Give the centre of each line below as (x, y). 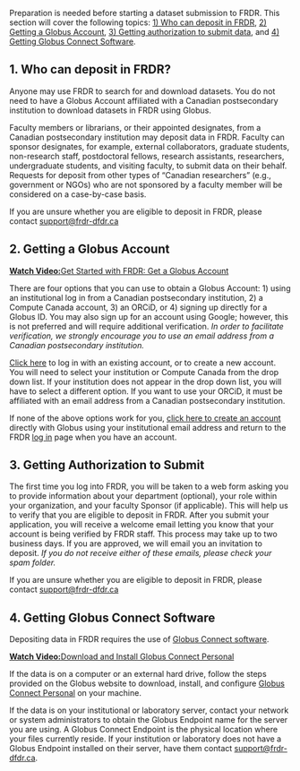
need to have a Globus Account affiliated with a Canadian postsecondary (144, 100)
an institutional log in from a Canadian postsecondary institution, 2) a (137, 297)
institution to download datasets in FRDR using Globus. (111, 110)
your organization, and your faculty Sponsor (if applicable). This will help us (149, 506)
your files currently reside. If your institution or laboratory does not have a (146, 739)
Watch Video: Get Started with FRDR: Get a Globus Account (119, 270)
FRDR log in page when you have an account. (93, 437)
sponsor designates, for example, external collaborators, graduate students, (149, 146)
